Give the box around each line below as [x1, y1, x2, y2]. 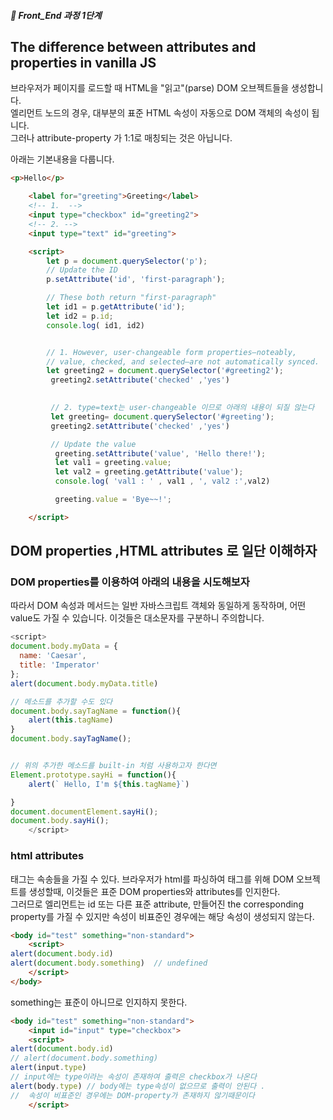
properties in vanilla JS [10, 54, 157, 71]
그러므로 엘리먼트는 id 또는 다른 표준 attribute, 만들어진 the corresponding [10, 898, 304, 910]
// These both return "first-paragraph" [46, 293, 217, 303]
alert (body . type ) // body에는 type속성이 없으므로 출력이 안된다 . [10, 1081, 266, 1091]
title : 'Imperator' [19, 660, 101, 670]
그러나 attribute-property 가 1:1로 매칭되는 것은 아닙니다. [10, 132, 233, 144]
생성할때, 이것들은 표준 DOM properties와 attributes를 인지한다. [28, 885, 281, 897]
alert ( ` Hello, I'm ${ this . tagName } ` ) [28, 779, 190, 789]
